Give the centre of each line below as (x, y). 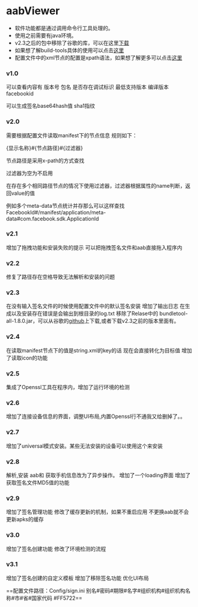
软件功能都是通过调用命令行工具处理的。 (64, 28)
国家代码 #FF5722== (57, 598)
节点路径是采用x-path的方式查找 (45, 160)
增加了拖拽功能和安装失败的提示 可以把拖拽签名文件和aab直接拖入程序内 (94, 248)
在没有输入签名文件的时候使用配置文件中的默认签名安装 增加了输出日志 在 (95, 306)
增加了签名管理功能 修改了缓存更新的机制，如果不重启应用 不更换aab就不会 (98, 512)
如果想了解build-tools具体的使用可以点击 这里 (69, 50)
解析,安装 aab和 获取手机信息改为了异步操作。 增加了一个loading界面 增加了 (98, 475)
